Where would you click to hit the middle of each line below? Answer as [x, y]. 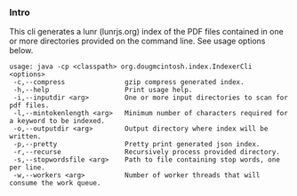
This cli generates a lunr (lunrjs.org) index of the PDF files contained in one [147, 32]
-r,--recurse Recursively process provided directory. [146, 153]
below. [21, 51]
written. [25, 137]
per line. [28, 168]
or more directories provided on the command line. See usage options [137, 41]
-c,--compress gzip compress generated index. [128, 82]
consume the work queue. [55, 184]
